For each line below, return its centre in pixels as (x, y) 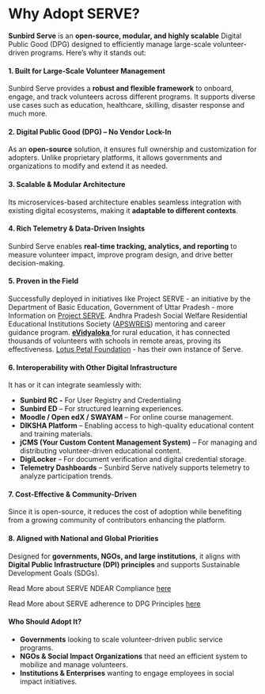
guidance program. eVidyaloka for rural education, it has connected (119, 332)
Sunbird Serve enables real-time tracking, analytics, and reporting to (123, 246)
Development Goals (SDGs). (54, 573)
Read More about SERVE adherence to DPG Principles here (104, 604)
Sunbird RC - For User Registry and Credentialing (100, 400)
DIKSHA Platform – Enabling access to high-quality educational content (137, 425)
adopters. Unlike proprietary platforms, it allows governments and (115, 158)
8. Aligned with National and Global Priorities (83, 538)
